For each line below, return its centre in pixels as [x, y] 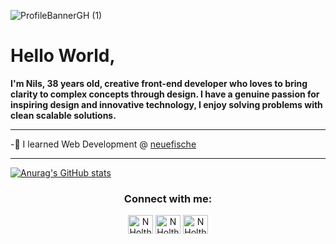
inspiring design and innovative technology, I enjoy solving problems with [166, 104]
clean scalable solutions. [63, 115]
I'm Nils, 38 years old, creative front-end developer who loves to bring [159, 83]
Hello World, [63, 56]
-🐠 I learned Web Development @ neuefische [103, 144]
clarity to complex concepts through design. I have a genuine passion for [165, 94]
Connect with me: [168, 198]
